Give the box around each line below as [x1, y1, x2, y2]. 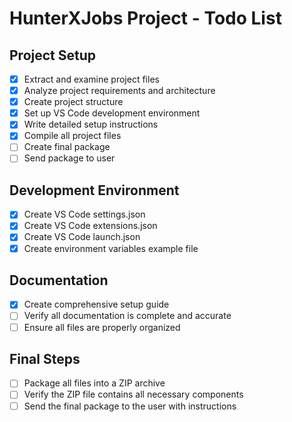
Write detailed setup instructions [23, 118, 159, 131]
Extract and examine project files [23, 73, 160, 85]
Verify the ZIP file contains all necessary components [23, 388, 244, 401]
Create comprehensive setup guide [23, 298, 170, 311]
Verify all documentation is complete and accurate [23, 310, 232, 322]
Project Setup [9, 47, 97, 64]
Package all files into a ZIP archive [23, 377, 166, 389]
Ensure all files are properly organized [23, 321, 181, 333]
